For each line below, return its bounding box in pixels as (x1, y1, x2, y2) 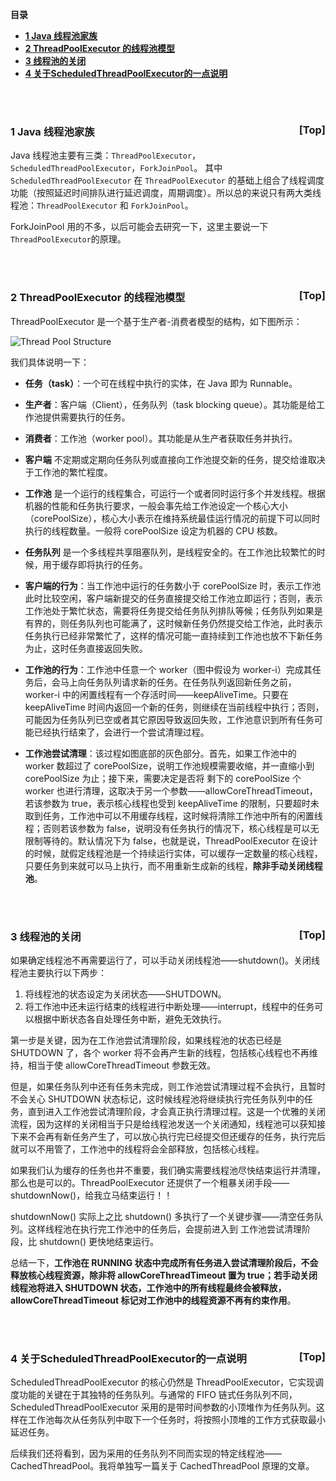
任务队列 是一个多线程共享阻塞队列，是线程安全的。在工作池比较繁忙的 (24, 546, 317, 558)
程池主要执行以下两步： (10, 966, 107, 978)
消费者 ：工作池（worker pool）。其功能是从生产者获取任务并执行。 (24, 432, 298, 444)
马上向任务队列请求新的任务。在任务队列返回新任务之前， (59, 676, 297, 688)
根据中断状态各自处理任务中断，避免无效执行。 (33, 1013, 227, 1025)
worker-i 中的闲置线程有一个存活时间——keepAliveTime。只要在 (24, 688, 289, 700)
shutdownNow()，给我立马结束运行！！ (10, 1189, 173, 1201)
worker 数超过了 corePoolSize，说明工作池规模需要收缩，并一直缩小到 (24, 759, 315, 772)
